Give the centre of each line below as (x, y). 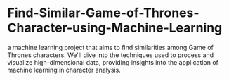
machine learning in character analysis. (64, 70)
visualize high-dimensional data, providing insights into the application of (113, 62)
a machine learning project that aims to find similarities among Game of (111, 47)
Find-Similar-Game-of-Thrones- (103, 13)
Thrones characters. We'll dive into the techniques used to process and (111, 55)
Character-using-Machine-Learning (115, 28)
